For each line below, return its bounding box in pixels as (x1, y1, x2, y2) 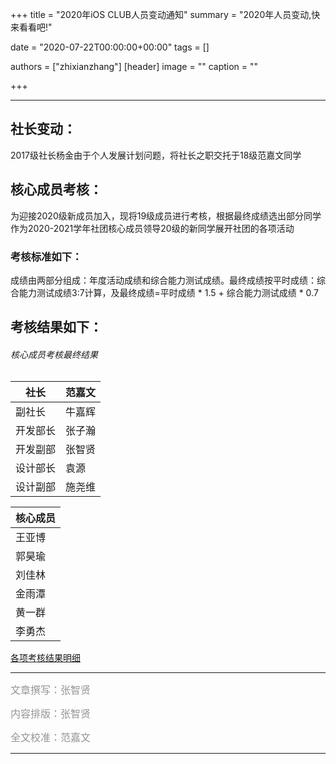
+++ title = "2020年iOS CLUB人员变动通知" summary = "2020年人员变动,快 (10, 9, 321, 20)
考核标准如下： (10, 249, 83, 263)
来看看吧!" (10, 21, 53, 33)
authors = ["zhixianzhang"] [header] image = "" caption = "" (10, 61, 259, 72)
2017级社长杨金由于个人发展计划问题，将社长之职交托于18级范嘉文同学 (10, 149, 302, 161)
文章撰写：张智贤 (10, 683, 92, 697)
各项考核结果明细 (10, 651, 81, 663)
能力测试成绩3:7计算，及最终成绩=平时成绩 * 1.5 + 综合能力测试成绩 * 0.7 (18, 286, 319, 298)
